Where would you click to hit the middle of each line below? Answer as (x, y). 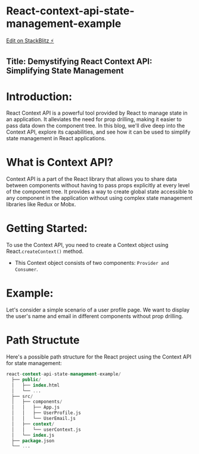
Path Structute (43, 340)
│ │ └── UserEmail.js (44, 419)
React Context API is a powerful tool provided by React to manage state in (97, 113)
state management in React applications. (56, 138)
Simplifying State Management (65, 71)
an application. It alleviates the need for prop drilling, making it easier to (94, 119)
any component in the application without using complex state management (99, 198)
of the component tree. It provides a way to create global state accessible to (100, 192)
